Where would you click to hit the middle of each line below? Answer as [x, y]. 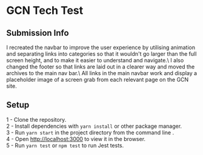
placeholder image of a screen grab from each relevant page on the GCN [98, 80]
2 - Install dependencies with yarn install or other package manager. [94, 126]
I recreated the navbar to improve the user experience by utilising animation [101, 47]
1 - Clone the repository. [36, 119]
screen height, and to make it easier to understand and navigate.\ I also [95, 60]
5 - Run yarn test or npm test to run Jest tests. [65, 145]
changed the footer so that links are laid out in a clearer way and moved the [101, 67]
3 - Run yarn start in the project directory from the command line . [90, 132]
